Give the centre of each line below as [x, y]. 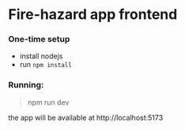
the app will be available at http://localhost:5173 [86, 117]
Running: [26, 85]
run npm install [46, 65]
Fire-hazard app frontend [93, 15]
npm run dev [48, 102]
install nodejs [41, 56]
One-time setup [39, 39]
